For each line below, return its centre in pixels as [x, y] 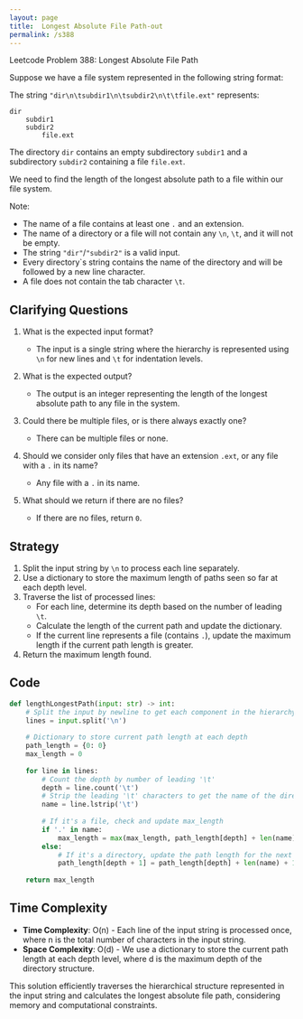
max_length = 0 [54, 754]
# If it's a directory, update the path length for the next [175, 855]
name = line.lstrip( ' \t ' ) [91, 805]
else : [52, 846]
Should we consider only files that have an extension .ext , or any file [150, 456]
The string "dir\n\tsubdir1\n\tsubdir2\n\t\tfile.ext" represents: [134, 95]
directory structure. [58, 968]
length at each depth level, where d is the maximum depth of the [142, 958]
